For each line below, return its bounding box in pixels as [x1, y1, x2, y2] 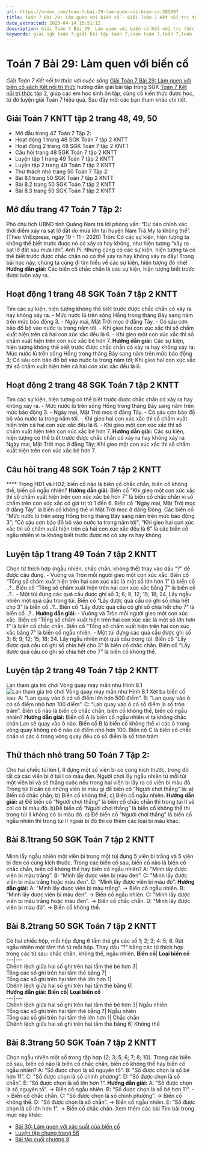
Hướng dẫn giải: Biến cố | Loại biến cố [6, 988, 101, 996]
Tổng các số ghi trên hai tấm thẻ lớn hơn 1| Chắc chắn [6, 1014, 139, 1021]
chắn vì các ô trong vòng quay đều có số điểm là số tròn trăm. [6, 732, 161, 740]
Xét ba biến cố [149, 688, 186, 695]
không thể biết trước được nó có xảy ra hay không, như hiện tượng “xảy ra [6, 239, 189, 247]
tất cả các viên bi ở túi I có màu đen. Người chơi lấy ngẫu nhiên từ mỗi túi [6, 772, 186, 780]
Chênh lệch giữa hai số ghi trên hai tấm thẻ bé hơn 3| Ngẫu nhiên [6, 1001, 168, 1008]
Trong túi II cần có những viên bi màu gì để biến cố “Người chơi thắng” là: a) [6, 785, 194, 792]
